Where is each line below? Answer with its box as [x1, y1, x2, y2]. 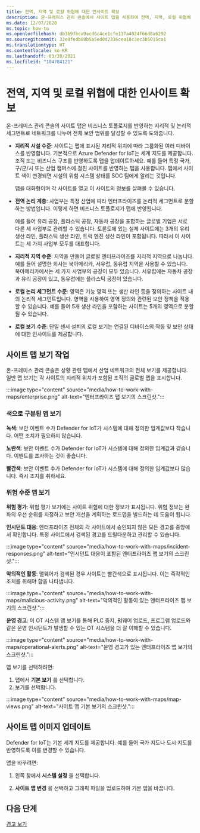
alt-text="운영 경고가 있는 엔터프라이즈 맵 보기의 [80, 643, 192, 650]
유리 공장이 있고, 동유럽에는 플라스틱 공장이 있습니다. [21, 275, 144, 283]
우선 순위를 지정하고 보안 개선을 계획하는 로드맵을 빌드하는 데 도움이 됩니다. [17, 510, 192, 517]
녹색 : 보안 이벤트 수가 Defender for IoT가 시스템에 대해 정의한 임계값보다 [6, 424, 175, 431]
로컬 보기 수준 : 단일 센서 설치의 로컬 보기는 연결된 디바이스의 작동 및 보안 [14, 323, 183, 330]
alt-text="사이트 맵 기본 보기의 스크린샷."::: [35, 703, 135, 710]
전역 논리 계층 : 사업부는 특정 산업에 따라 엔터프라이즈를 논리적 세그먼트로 [14, 198, 183, 205]
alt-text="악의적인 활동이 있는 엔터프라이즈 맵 [79, 596, 186, 604]
